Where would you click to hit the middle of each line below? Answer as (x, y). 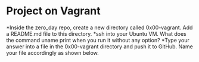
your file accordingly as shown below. (53, 52)
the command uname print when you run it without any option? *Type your (98, 40)
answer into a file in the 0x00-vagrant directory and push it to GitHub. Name (100, 46)
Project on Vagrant (54, 11)
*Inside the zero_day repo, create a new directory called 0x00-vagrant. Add (99, 27)
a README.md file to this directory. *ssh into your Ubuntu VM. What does (96, 33)
